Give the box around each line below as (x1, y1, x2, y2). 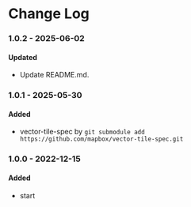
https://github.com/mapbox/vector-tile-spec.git (19, 135, 184, 143)
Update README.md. (19, 70, 90, 80)
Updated (8, 52, 38, 62)
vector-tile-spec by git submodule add (19, 127, 145, 137)
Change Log (8, 5, 90, 23)
